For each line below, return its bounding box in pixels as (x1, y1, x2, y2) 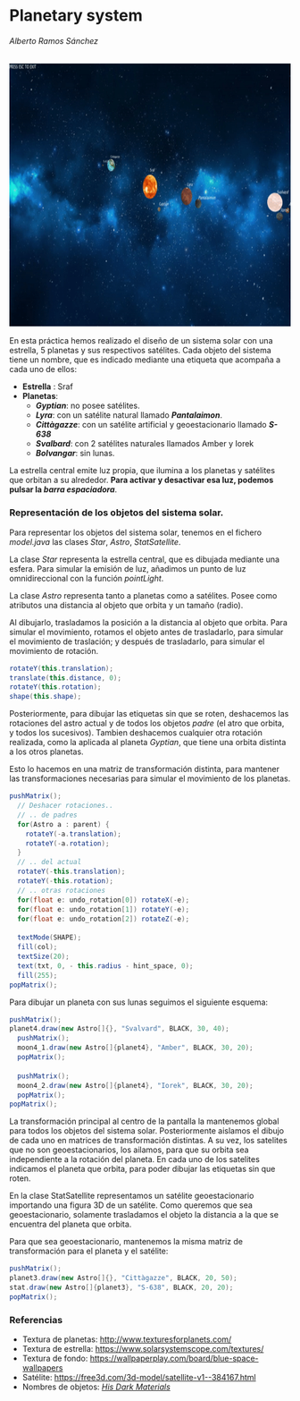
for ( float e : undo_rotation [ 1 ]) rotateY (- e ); (17, 904, 190, 913)
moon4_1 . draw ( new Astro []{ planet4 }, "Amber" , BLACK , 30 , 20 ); (17, 1043, 254, 1052)
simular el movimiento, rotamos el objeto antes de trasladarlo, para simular (9, 626, 284, 637)
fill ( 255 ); (17, 971, 58, 980)
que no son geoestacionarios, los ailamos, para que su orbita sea (9, 1144, 249, 1155)
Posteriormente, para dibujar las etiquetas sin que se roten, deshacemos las (9, 709, 289, 719)
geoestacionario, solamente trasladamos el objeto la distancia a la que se (9, 1210, 279, 1220)
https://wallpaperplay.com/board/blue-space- (89, 1353, 259, 1364)
